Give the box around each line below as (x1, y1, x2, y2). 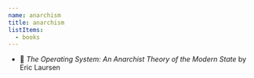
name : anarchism (8, 11, 61, 19)
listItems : (8, 26, 44, 34)
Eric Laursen (19, 63, 61, 73)
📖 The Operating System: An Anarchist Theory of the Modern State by (19, 55, 247, 64)
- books (15, 33, 41, 41)
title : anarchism (8, 19, 65, 27)
